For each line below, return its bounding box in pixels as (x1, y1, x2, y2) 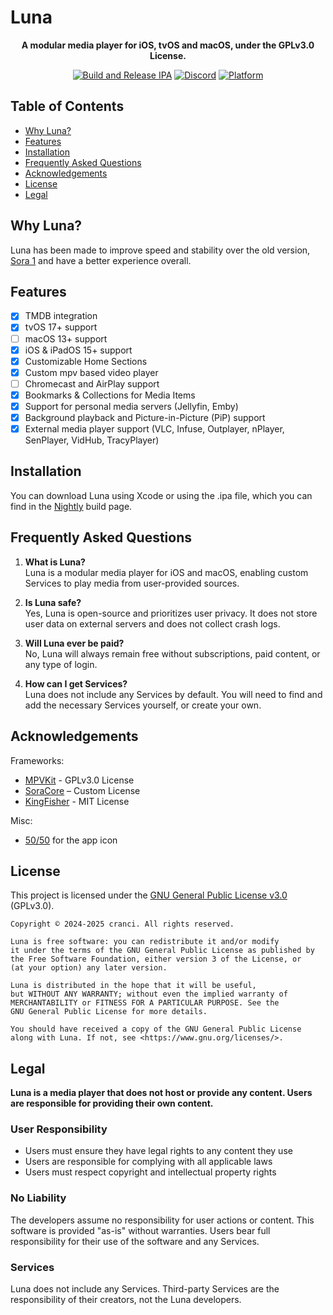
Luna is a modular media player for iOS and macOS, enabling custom (24, 566, 309, 578)
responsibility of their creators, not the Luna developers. (10, 1294, 242, 1306)
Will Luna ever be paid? (24, 637, 125, 649)
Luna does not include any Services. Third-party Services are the (10, 1283, 280, 1295)
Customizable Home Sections (24, 355, 148, 367)
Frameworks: (10, 754, 65, 766)
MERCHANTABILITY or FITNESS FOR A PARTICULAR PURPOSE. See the (10, 998, 280, 1008)
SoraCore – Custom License (24, 784, 141, 796)
